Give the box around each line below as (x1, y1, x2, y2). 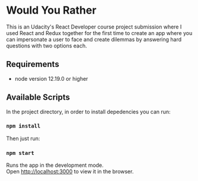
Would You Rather (6, 4, 97, 17)
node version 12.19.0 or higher (14, 75, 88, 82)
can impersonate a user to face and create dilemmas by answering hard (6, 36, 182, 43)
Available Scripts (6, 93, 70, 103)
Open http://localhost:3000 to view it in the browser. (6, 168, 134, 175)
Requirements (6, 59, 59, 69)
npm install (6, 123, 41, 129)
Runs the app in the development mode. (6, 161, 104, 169)
